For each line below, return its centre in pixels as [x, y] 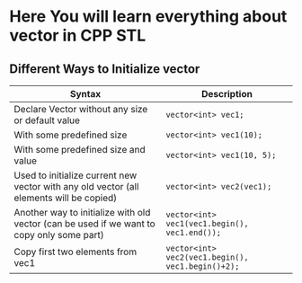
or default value [47, 120]
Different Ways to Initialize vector [105, 69]
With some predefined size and [80, 150]
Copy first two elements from [75, 252]
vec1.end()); [194, 232]
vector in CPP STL [78, 35]
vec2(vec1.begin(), [207, 257]
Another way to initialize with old [82, 212]
